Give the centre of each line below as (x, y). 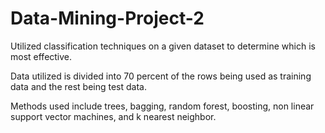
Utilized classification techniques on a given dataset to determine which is (163, 46)
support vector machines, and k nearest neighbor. (113, 116)
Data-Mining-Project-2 (107, 18)
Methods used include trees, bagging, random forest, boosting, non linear (162, 106)
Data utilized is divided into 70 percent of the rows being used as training (161, 76)
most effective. (41, 56)
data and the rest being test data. (78, 86)
